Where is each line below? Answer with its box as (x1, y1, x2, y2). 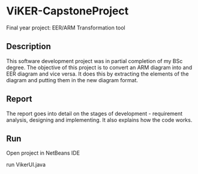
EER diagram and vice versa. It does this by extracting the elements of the (6, 70, 189, 77)
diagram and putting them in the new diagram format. (6, 76, 139, 83)
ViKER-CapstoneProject (6, 4, 129, 18)
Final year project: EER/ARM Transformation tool (6, 24, 125, 31)
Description (6, 41, 51, 52)
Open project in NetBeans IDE (6, 149, 80, 157)
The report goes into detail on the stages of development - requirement (6, 110, 183, 117)
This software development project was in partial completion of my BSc (6, 57, 183, 64)
